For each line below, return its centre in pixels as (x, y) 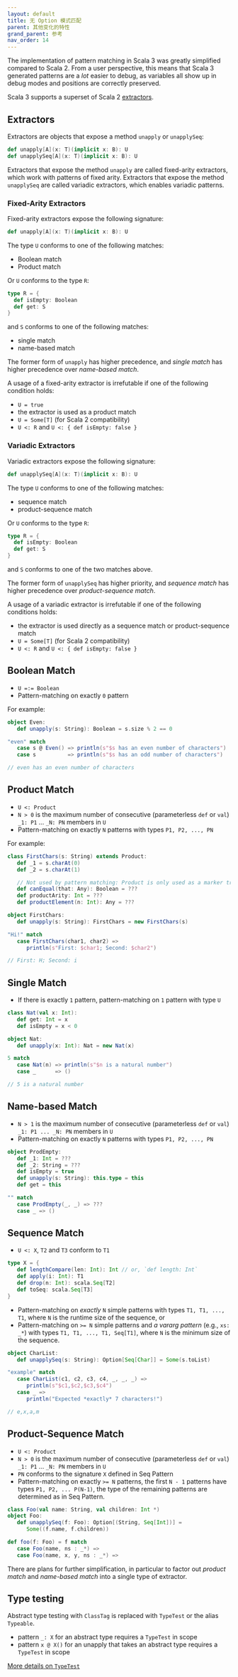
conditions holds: (33, 612)
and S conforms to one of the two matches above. (80, 569)
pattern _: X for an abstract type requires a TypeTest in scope (107, 1637)
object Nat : (25, 1039)
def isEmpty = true (45, 1172)
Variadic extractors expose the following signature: (81, 461)
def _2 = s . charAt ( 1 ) (49, 869)
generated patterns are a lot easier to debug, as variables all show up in (112, 76)
